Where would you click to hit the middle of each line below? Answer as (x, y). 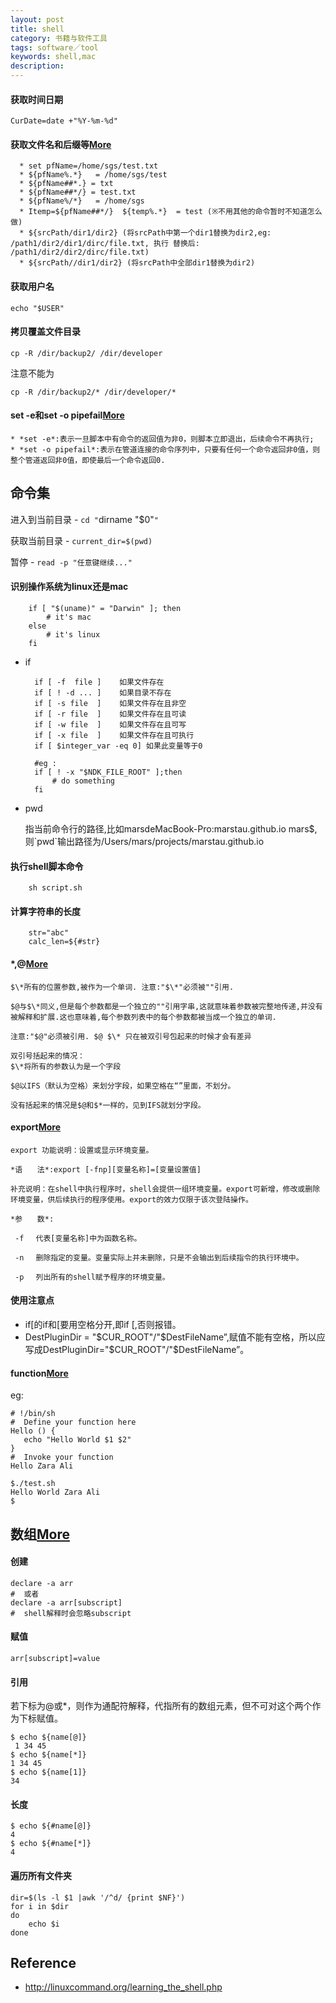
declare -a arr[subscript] (66, 1602)
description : (37, 66)
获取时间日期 (36, 99)
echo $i (44, 1924)
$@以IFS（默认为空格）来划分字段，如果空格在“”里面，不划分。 (123, 1086)
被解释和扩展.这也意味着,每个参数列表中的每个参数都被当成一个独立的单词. (143, 1017)
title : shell (37, 29)
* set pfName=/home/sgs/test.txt (89, 166)
